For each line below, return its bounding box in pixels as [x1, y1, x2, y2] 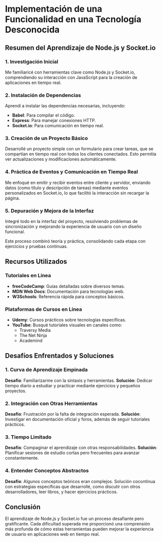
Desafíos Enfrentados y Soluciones [5, 352, 114, 360]
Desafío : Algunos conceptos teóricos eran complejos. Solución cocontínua [5, 478, 156, 484]
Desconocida [5, 24, 60, 35]
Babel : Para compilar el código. [12, 112, 75, 118]
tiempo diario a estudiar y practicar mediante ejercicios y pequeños [5, 382, 141, 388]
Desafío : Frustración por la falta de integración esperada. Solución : [5, 411, 141, 417]
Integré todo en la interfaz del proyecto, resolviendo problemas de [5, 219, 138, 224]
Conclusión [5, 503, 41, 511]
